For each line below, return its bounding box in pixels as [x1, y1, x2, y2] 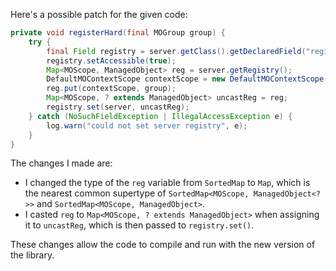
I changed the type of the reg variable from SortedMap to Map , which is [24, 177, 311, 189]
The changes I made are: [10, 157, 113, 169]
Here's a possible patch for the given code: [10, 9, 188, 20]
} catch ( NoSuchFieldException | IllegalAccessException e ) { [28, 111, 293, 121]
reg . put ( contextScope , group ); [46, 84, 177, 94]
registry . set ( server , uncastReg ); [46, 102, 190, 112]
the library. [10, 249, 55, 261]
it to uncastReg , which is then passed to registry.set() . [24, 219, 255, 231]
